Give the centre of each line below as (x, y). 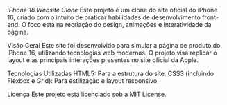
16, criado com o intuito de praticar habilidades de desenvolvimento (104, 17)
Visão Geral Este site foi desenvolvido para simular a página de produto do (114, 45)
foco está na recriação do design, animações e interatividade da (119, 25)
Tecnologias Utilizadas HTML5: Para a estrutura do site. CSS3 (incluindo (110, 73)
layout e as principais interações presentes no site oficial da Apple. (103, 60)
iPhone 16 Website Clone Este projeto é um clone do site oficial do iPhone (112, 10)
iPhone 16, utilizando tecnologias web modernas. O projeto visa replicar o (112, 52)
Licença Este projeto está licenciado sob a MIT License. (87, 94)
